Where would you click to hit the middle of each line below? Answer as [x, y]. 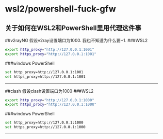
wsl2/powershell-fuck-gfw [61, 9]
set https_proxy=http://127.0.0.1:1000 [45, 127]
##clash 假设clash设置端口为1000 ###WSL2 [49, 91]
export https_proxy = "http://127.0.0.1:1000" [51, 105]
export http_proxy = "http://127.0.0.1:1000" [50, 100]
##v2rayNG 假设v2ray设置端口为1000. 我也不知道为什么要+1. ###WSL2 [76, 40]
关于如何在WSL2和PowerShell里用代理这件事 [73, 28]
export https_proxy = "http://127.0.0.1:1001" [51, 54]
